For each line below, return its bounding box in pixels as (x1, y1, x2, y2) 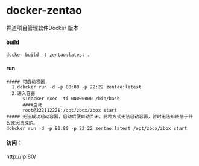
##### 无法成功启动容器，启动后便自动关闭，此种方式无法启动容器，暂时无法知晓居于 (6, 114, 189, 120)
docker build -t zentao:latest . (6, 52, 90, 58)
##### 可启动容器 (6, 79, 45, 85)
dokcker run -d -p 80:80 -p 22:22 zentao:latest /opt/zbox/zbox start (6, 126, 188, 132)
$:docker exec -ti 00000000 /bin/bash (22, 96, 120, 102)
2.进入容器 (11, 91, 36, 97)
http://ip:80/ (6, 153, 36, 160)
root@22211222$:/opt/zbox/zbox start (22, 108, 118, 114)
